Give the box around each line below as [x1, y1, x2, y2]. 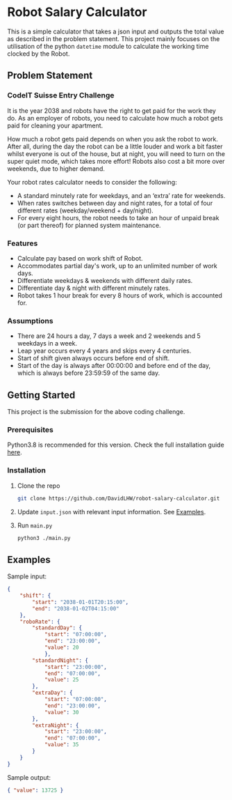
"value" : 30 [44, 709, 79, 716]
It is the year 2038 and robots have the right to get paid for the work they [7, 106, 217, 115]
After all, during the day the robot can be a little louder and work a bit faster [7, 142, 223, 151]
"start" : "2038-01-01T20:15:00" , [32, 599, 129, 606]
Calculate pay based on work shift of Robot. [17, 254, 144, 262]
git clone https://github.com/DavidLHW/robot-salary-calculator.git [17, 495, 220, 502]
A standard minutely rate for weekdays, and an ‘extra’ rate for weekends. [17, 191, 226, 199]
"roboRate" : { [19, 618, 60, 625]
